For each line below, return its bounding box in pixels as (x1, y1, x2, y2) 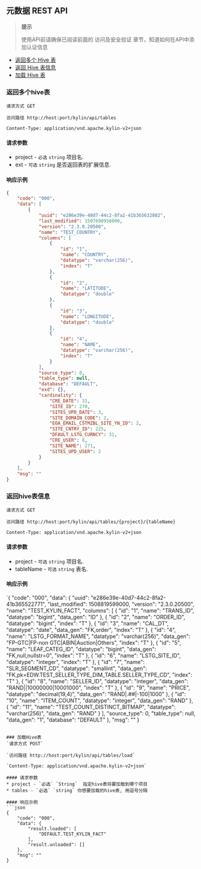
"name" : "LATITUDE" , (60, 285, 112, 291)
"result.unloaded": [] (28, 841, 85, 848)
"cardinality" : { (38, 392, 83, 399)
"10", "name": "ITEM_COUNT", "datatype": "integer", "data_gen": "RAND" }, (6, 697, 193, 704)
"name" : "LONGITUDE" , (60, 313, 115, 319)
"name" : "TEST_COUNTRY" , (38, 229, 101, 235)
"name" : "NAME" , (60, 342, 101, 348)
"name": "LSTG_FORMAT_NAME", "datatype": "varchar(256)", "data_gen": (6, 633, 191, 640)
